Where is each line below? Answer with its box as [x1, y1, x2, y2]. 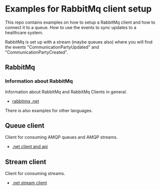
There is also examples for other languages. [5, 107, 93, 113]
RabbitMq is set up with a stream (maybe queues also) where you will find [5, 39, 153, 44]
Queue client [5, 122, 45, 130]
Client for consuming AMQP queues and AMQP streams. [5, 134, 118, 140]
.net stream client [12, 180, 47, 186]
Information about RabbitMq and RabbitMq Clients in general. [5, 88, 128, 95]
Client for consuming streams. [5, 171, 65, 176]
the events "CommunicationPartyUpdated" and [5, 44, 99, 50]
